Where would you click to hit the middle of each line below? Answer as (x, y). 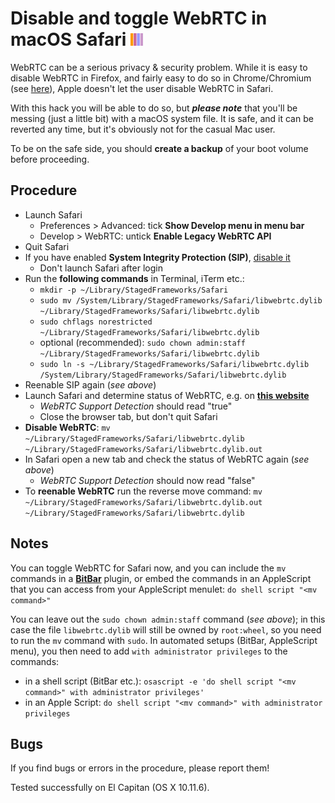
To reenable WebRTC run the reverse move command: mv (143, 491)
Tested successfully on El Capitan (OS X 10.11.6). (110, 788)
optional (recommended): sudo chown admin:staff (142, 342)
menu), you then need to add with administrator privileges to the (149, 651)
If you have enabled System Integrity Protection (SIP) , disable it (157, 257)
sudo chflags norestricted (96, 322)
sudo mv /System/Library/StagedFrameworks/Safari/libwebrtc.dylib (181, 300)
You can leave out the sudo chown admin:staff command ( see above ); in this (168, 619)
